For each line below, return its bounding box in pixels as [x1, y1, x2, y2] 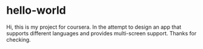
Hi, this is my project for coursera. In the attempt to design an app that [6, 23, 182, 30]
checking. [6, 36, 32, 43]
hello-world [6, 4, 67, 17]
